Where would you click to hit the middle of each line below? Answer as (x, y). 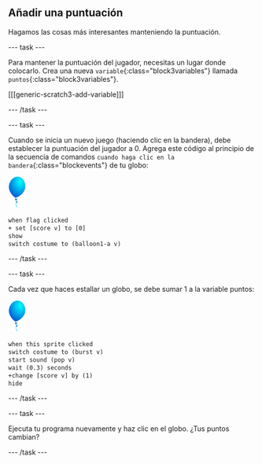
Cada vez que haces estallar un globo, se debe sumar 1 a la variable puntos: (131, 289)
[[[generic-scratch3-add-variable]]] (66, 94)
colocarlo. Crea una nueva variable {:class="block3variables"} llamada (123, 71)
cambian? (24, 436)
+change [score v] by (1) (50, 376)
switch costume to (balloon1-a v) (65, 244)
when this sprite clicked (50, 344)
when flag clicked (38, 220)
